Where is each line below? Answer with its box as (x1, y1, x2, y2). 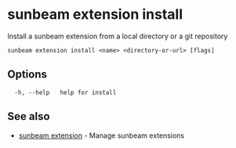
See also (7, 110, 50, 123)
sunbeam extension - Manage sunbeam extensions (18, 131, 185, 140)
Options (7, 68, 48, 81)
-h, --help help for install (14, 88, 117, 96)
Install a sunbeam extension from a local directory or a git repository (7, 31, 228, 41)
